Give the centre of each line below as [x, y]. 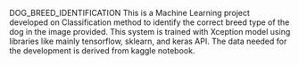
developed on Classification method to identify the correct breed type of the [149, 22]
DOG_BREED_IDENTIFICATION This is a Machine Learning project [129, 13]
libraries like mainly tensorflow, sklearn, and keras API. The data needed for [148, 41]
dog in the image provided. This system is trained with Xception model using [150, 32]
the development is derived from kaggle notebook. [102, 51]
